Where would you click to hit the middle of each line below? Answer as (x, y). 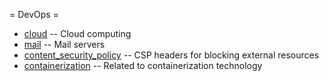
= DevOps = (34, 14)
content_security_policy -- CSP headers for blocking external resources (171, 55)
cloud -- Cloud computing (77, 33)
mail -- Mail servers (64, 44)
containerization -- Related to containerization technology (143, 65)
